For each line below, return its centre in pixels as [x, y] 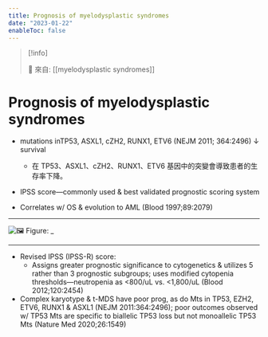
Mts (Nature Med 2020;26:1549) [73, 324]
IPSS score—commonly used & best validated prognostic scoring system [140, 192]
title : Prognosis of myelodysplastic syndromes [89, 16]
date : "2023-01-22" [41, 23]
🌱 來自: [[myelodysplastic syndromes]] [91, 69]
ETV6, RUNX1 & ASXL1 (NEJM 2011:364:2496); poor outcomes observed [139, 308]
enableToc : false [37, 30]
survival [33, 150]
